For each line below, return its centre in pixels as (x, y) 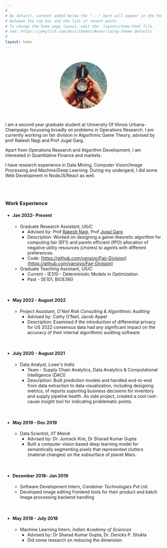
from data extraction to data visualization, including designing (90, 385)
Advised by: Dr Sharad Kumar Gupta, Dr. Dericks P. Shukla (87, 535)
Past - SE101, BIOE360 (50, 279)
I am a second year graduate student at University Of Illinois (67, 125)
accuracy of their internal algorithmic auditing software (83, 332)
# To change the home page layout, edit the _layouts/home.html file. (80, 26)
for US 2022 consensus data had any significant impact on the (91, 327)
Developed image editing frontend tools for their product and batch (88, 492)
